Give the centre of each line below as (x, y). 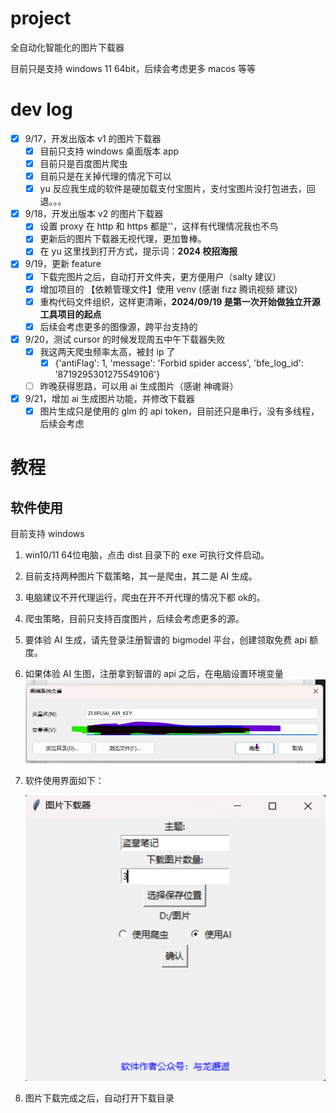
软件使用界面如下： (64, 781)
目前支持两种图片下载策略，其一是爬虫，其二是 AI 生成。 (141, 576)
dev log (41, 109)
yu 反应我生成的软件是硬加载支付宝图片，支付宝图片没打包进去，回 (177, 189)
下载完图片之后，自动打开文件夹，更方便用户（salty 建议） (160, 276)
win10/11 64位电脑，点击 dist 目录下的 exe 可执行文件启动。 (147, 555)
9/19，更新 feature (63, 264)
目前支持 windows (47, 534)
